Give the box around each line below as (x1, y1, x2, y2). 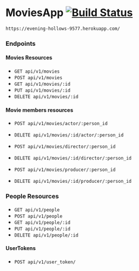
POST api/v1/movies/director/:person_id (14, 144, 116, 150)
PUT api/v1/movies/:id (14, 88, 71, 94)
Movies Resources (5, 54, 53, 61)
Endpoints (5, 39, 36, 48)
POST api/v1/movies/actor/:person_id (14, 121, 108, 127)
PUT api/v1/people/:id (14, 226, 71, 232)
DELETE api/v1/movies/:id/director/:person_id (14, 155, 132, 161)
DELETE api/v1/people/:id (14, 232, 78, 238)
